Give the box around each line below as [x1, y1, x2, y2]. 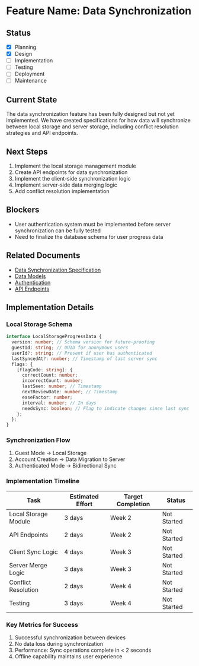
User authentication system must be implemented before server [14, 220, 171, 228]
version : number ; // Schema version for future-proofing [11, 339, 155, 345]
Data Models [14, 272, 46, 280]
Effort [76, 500, 93, 508]
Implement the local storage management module [14, 162, 136, 169]
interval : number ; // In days [21, 400, 97, 406]
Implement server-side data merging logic [14, 181, 117, 188]
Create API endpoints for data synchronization [14, 169, 128, 176]
